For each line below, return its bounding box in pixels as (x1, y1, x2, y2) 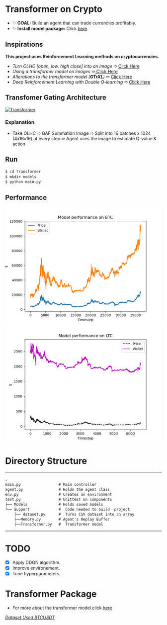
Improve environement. (12, 565, 60, 571)
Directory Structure (5, 455, 87, 467)
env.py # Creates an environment (5, 492, 112, 497)
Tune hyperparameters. (12, 571, 61, 577)
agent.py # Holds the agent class (5, 487, 110, 492)
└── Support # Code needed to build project (5, 507, 130, 512)
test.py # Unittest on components (5, 497, 112, 502)
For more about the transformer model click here (12, 605, 112, 611)
